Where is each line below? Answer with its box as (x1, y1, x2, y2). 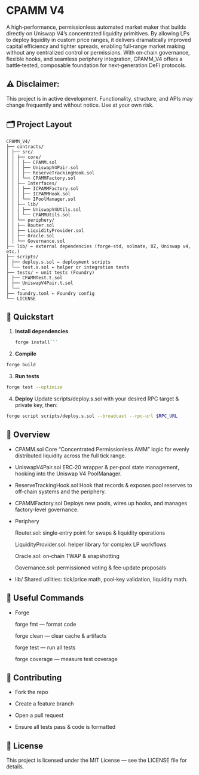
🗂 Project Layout (6, 119, 72, 129)
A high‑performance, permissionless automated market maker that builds (6, 23, 186, 31)
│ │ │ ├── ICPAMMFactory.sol (6, 185, 79, 192)
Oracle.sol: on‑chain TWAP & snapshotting (14, 552, 120, 559)
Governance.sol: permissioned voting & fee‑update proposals (14, 564, 166, 571)
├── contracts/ (6, 143, 44, 150)
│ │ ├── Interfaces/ (6, 180, 58, 186)
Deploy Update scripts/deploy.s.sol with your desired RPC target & (14, 395, 179, 402)
